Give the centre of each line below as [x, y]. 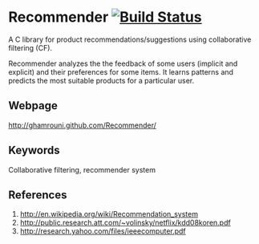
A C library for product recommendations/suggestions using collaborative [130, 39]
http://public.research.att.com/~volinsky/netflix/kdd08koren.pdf [125, 223]
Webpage [33, 106]
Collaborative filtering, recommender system [82, 169]
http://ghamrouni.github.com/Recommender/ [82, 125]
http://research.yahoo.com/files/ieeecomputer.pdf [103, 231]
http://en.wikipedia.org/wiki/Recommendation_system [109, 214]
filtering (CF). [30, 47]
